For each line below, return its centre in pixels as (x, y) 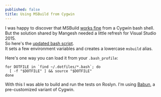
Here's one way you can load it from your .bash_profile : (62, 58)
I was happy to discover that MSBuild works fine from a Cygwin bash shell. (80, 28)
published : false (23, 9)
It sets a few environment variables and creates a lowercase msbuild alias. (79, 48)
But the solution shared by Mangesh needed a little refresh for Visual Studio (81, 33)
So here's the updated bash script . (40, 43)
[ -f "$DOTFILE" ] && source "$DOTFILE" (51, 71)
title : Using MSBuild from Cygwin (40, 14)
